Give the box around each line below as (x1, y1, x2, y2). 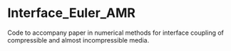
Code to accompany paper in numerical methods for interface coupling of (7, 28, 225, 37)
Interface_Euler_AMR (7, 5, 135, 21)
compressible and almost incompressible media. (7, 35, 150, 44)
